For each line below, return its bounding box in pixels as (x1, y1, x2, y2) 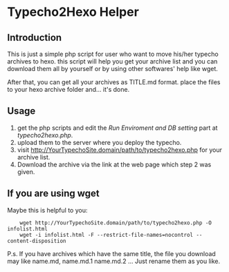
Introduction (7, 32, 62, 43)
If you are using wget (7, 188, 100, 200)
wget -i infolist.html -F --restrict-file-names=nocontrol (19, 231, 194, 238)
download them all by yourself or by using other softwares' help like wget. (7, 65, 218, 72)
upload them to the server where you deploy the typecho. (17, 138, 182, 146)
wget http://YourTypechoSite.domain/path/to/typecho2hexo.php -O (19, 219, 212, 226)
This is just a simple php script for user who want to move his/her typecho (7, 50, 219, 58)
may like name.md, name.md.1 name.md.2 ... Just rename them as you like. (7, 257, 221, 265)
